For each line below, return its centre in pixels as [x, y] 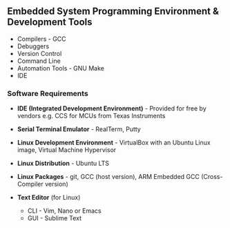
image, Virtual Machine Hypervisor [67, 150]
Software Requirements [48, 93]
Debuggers [33, 46]
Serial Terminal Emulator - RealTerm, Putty [79, 129]
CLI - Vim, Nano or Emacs [64, 211]
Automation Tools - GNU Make [61, 68]
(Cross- [212, 177]
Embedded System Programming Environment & [113, 11]
